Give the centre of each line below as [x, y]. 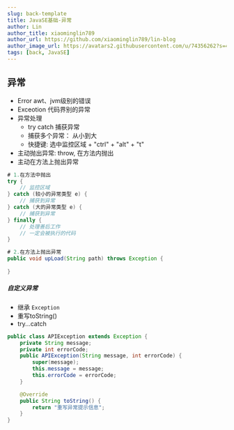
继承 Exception [39, 307]
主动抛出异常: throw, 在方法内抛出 [65, 153]
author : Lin [24, 26]
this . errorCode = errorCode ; [75, 376]
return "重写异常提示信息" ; [69, 407]
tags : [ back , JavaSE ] [39, 53]
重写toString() [37, 316]
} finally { [24, 220]
